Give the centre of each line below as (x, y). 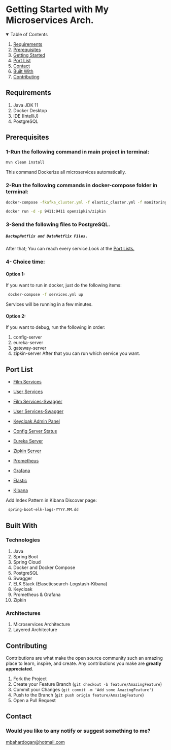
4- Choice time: (25, 262)
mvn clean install (25, 162)
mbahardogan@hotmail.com (36, 742)
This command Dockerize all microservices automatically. (66, 172)
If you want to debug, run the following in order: (56, 327)
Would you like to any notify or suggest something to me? (78, 731)
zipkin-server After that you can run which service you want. (77, 353)
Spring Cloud (27, 562)
